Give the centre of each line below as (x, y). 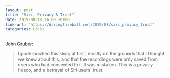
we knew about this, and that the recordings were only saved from (88, 59)
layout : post (19, 10)
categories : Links (25, 29)
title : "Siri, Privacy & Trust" (40, 15)
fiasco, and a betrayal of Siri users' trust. (61, 70)
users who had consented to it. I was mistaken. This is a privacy (85, 65)
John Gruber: (19, 44)
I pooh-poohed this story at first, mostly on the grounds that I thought (91, 54)
